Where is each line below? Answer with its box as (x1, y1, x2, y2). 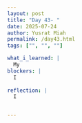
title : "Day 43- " (7, 17, 60, 23)
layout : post (7, 10, 45, 17)
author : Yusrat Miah (7, 29, 67, 37)
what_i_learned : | (7, 55, 60, 62)
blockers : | (7, 67, 41, 75)
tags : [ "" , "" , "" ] (7, 42, 63, 49)
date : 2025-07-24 (7, 23, 57, 30)
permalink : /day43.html (7, 36, 76, 43)
